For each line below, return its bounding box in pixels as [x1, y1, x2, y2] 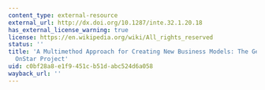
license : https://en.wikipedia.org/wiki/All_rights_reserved [8, 33, 214, 41]
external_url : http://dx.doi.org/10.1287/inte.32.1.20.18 [8, 19, 203, 27]
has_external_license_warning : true [8, 26, 129, 34]
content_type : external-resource [8, 11, 118, 20]
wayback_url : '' [8, 70, 62, 77]
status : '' [8, 41, 44, 49]
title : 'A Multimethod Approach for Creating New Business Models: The [8, 48, 248, 56]
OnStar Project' [15, 56, 69, 63]
